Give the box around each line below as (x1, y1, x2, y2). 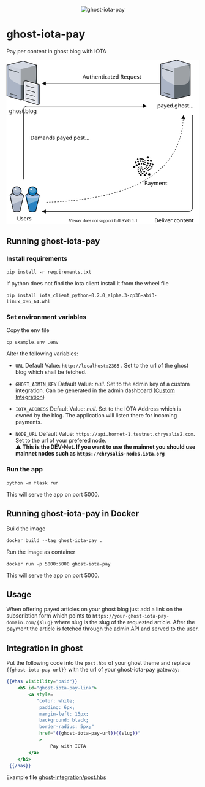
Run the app (6, 465, 43, 474)
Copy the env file (6, 327, 50, 334)
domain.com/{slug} (6, 620, 53, 626)
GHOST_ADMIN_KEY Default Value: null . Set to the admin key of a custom (15, 381, 190, 388)
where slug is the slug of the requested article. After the (54, 619, 195, 626)
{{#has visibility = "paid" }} (6, 678, 78, 684)
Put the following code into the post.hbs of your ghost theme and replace (6, 659, 191, 667)
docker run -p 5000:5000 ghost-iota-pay (6, 560, 111, 567)
